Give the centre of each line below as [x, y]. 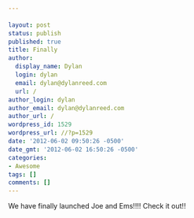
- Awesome [24, 166]
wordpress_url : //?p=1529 [50, 133]
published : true [35, 42]
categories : [27, 157]
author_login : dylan [42, 100]
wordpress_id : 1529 [40, 125]
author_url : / [31, 116]
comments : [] [29, 183]
